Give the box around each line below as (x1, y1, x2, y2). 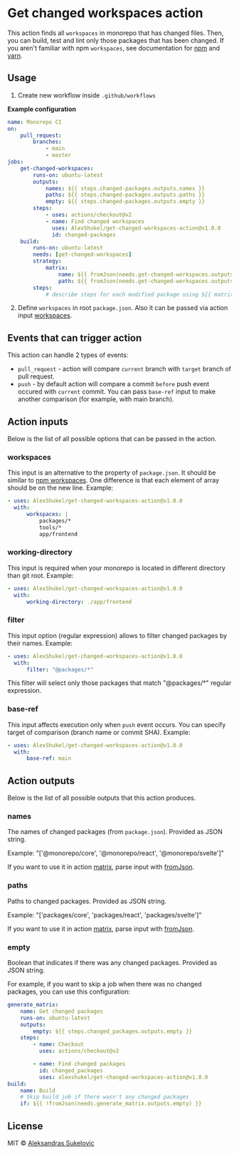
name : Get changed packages (20, 1007, 103, 1015)
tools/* (38, 524, 62, 531)
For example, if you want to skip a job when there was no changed (7, 980, 202, 989)
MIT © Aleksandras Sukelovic (7, 1138, 95, 1147)
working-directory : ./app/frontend (26, 598, 132, 605)
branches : (33, 138, 62, 145)
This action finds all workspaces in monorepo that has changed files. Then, (7, 29, 224, 37)
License (7, 1120, 43, 1132)
